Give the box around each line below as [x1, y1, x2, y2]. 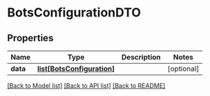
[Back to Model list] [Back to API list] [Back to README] [7, 82, 166, 90]
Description [121, 53, 161, 62]
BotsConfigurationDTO [7, 5, 142, 21]
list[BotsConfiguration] [37, 64, 115, 73]
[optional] [167, 64, 200, 73]
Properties [7, 32, 54, 44]
